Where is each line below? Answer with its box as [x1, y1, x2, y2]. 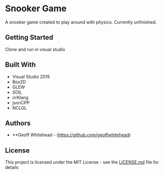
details [5, 165, 19, 171]
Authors [5, 119, 31, 127]
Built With [5, 61, 36, 69]
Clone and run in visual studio [5, 46, 65, 52]
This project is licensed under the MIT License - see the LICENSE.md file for [5, 159, 159, 165]
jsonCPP [12, 99, 30, 105]
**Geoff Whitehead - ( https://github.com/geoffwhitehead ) [12, 132, 131, 138]
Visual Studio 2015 [12, 74, 50, 79]
